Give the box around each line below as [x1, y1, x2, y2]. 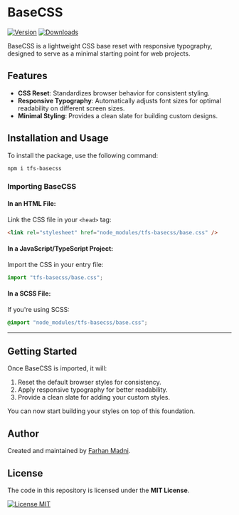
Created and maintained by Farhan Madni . [7, 447, 131, 455]
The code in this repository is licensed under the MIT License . [7, 486, 190, 495]
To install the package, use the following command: [7, 151, 159, 160]
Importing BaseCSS [7, 182, 77, 192]
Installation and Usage [7, 132, 109, 145]
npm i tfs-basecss [7, 165, 62, 172]
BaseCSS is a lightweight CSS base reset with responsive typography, [7, 41, 213, 50]
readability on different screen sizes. [17, 104, 125, 113]
